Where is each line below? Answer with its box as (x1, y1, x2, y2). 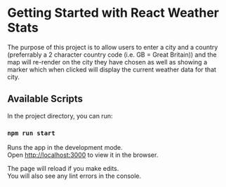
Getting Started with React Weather (7, 5, 220, 21)
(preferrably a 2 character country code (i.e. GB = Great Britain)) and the (7, 50, 218, 59)
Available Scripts (7, 93, 83, 105)
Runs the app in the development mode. (7, 144, 123, 152)
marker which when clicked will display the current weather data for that (7, 65, 216, 74)
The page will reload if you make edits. (7, 165, 119, 173)
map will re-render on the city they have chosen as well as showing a (7, 57, 208, 66)
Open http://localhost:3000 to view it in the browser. (7, 151, 159, 159)
